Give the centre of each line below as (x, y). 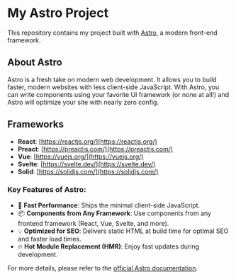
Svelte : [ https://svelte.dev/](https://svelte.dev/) (86, 164)
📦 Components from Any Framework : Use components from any (114, 213)
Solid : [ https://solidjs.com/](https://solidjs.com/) (88, 171)
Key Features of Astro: (47, 190)
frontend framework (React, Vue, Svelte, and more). (93, 223)
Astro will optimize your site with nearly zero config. (83, 102)
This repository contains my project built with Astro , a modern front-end (112, 33)
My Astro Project (58, 13)
